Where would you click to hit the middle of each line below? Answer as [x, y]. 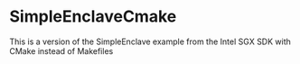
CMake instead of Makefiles [61, 50]
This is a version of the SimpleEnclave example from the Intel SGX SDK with [150, 41]
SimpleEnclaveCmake [93, 17]
